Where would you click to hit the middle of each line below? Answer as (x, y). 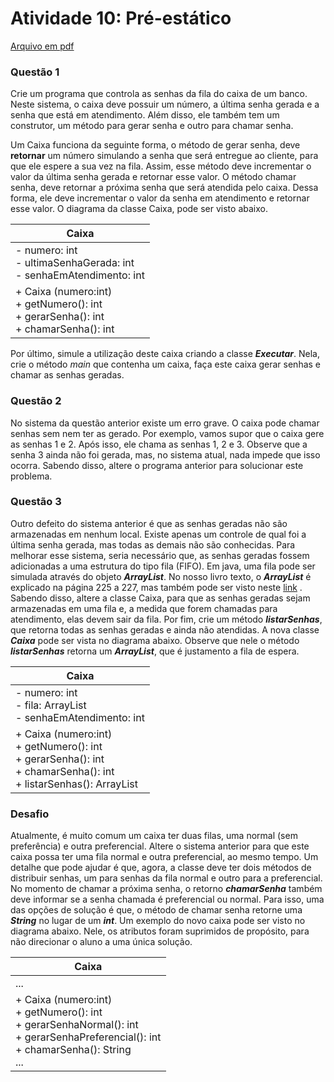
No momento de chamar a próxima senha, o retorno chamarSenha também (166, 889)
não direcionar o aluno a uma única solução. (101, 942)
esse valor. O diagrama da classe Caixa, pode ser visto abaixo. (139, 209)
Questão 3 (36, 502)
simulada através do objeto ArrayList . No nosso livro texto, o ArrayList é (161, 576)
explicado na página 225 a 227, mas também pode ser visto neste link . (156, 587)
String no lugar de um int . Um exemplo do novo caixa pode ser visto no (158, 921)
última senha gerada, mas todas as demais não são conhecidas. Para (153, 544)
